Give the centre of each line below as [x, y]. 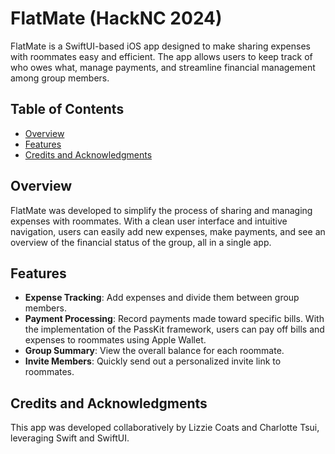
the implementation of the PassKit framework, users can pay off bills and [174, 329]
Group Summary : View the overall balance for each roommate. [154, 351]
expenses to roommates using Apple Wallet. [115, 340]
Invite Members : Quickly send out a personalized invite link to [153, 361]
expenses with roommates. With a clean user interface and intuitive [149, 221]
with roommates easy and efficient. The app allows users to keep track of [161, 56]
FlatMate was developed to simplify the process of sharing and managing [161, 210]
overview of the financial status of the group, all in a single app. [141, 242]
